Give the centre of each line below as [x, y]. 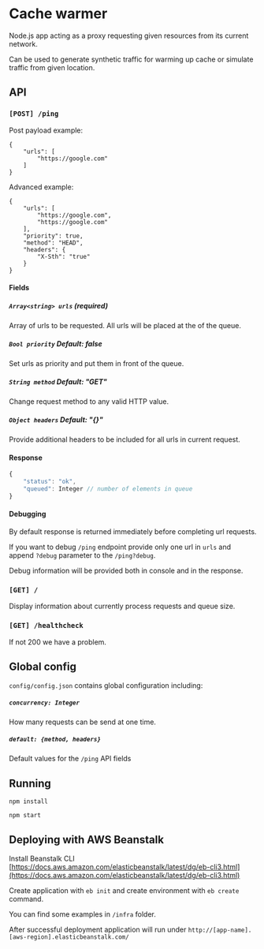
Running [30, 783]
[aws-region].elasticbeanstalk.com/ [69, 937]
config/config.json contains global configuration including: [106, 686]
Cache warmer [58, 14]
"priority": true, [53, 236]
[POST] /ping [34, 114]
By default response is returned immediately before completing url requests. [133, 532]
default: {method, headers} [55, 739]
